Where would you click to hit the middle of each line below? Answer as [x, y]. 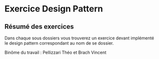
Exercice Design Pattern [54, 9]
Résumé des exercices [39, 27]
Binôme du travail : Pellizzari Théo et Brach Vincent [56, 52]
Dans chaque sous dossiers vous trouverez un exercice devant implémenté [79, 38]
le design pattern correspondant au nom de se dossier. [59, 43]
